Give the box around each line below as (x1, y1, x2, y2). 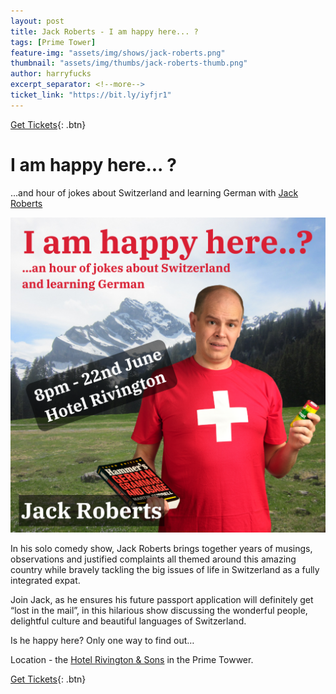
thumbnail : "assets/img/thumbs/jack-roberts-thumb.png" (10, 58, 248, 69)
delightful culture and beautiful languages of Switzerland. (10, 615, 247, 627)
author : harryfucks (10, 69, 92, 79)
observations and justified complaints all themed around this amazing (10, 553, 297, 565)
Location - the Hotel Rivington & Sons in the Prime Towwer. (10, 653, 254, 665)
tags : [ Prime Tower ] (10, 37, 97, 47)
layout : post (10, 16, 65, 26)
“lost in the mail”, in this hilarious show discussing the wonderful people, (10, 604, 308, 616)
